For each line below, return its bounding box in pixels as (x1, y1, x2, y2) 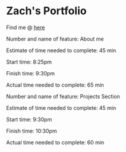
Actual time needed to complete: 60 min (6, 138, 105, 146)
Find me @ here (6, 24, 45, 31)
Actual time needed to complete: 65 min (6, 81, 104, 88)
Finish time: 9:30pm (6, 69, 55, 77)
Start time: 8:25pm (6, 58, 52, 65)
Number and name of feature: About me (6, 35, 104, 42)
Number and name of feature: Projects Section (6, 93, 121, 100)
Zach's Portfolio (6, 4, 87, 18)
